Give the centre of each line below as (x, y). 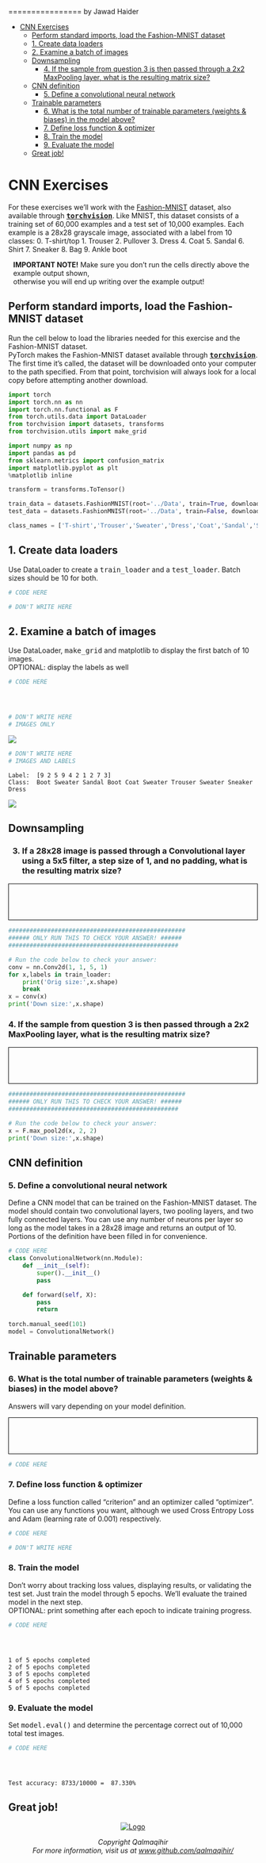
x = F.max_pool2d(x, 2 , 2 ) (53, 1131)
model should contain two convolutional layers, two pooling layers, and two (131, 1211)
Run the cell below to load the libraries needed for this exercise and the (124, 338)
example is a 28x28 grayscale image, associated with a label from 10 (120, 232)
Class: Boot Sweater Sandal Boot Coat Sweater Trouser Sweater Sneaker (131, 782)
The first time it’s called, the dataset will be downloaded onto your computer (132, 363)
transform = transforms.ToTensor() (67, 490)
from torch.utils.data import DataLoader (78, 417)
